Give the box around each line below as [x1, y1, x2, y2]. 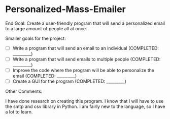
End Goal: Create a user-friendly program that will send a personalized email [5, 20, 165, 26]
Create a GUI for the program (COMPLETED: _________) [12, 78, 127, 84]
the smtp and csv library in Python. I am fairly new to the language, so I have [5, 103, 165, 109]
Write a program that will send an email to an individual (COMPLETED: [12, 45, 159, 51]
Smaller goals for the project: [5, 35, 66, 41]
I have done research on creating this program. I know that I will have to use [5, 98, 164, 104]
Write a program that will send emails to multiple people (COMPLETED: [12, 56, 161, 62]
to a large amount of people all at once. [5, 25, 87, 31]
